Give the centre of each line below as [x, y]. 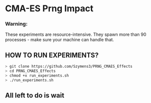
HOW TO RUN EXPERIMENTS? [52, 55]
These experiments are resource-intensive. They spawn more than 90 [76, 34]
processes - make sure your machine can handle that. [60, 40]
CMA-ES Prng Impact [49, 9]
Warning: [16, 24]
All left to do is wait [35, 95]
